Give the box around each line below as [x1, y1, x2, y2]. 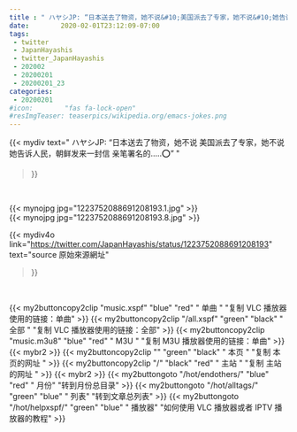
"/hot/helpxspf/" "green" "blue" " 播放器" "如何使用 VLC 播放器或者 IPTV [9, 402, 273, 413]
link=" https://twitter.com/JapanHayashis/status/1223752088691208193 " [9, 239, 273, 250]
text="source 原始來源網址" [9, 250, 110, 260]
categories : [9, 87, 53, 96]
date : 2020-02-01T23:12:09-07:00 [9, 21, 161, 30]
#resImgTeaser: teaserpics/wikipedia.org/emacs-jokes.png [9, 112, 227, 120]
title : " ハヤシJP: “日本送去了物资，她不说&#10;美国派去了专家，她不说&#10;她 [9, 12, 280, 22]
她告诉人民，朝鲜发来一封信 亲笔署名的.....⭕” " [9, 148, 180, 159]
